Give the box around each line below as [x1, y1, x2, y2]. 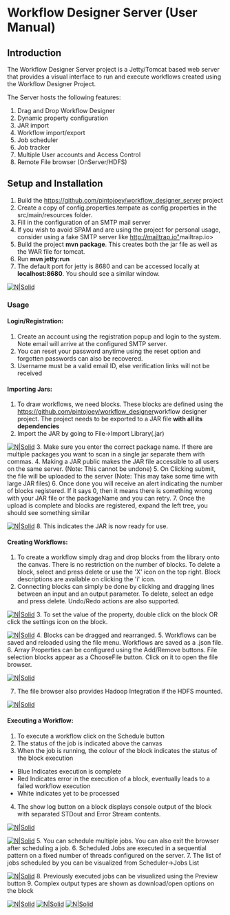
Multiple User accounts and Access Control [17, 150, 141, 159]
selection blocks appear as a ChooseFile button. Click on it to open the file [7, 653, 218, 661]
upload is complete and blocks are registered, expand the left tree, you [7, 501, 208, 510]
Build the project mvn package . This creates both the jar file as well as [17, 240, 218, 248]
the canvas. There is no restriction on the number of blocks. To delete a [17, 561, 220, 569]
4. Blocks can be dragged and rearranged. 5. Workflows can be [36, 631, 217, 639]
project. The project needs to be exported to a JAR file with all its [17, 415, 203, 423]
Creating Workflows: [7, 538, 68, 546]
